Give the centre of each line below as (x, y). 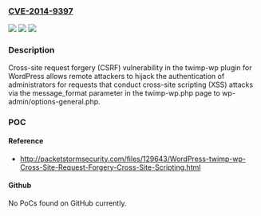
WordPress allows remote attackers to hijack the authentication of (117, 76)
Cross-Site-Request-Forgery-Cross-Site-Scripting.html (110, 167)
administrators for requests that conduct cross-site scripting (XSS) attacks (131, 84)
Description (32, 50)
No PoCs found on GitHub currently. (67, 203)
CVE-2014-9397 (41, 11)
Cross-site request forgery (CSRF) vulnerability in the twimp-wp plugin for (130, 67)
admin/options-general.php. (55, 101)
